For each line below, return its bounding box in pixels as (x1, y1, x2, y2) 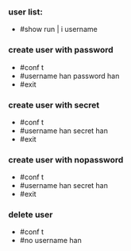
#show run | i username (19, 25, 98, 34)
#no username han (19, 236, 82, 245)
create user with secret (8, 99, 100, 110)
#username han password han (19, 71, 120, 80)
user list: (8, 6, 44, 18)
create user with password (8, 45, 114, 56)
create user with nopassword (8, 154, 124, 165)
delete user (8, 210, 53, 221)
